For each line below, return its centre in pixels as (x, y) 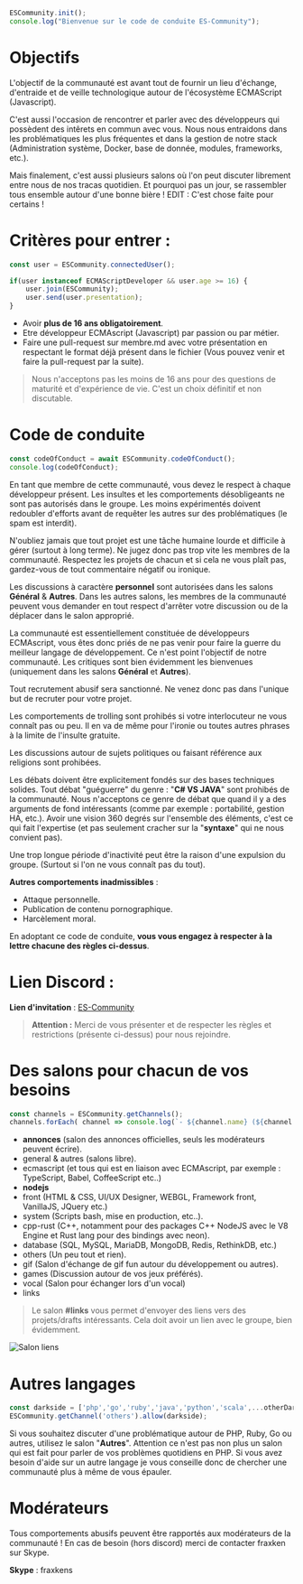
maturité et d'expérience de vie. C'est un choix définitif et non (147, 389)
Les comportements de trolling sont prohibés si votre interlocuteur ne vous (148, 716)
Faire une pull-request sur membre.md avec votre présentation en (145, 342)
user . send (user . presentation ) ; (84, 298)
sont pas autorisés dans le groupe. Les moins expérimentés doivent (135, 503)
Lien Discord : (62, 982)
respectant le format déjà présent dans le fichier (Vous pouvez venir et (154, 352)
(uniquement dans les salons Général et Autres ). (100, 671)
